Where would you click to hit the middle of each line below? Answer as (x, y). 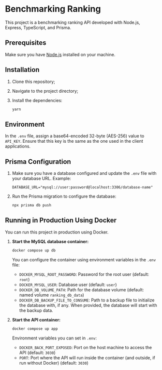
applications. (18, 146)
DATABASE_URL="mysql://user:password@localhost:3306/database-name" (82, 187)
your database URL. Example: (41, 179)
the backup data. (36, 310)
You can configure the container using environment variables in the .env (84, 260)
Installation (22, 70)
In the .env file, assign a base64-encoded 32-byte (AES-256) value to (75, 136)
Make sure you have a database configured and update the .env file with (84, 173)
